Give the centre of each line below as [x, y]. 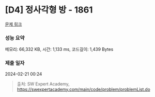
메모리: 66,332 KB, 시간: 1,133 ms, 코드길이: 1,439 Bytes [59, 49]
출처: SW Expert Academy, [43, 84]
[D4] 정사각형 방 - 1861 [49, 10]
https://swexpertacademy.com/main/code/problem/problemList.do [84, 89]
